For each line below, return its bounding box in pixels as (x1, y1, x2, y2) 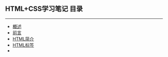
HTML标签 (12, 42, 34, 48)
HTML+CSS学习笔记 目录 (5, 4, 83, 13)
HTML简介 (12, 36, 34, 42)
